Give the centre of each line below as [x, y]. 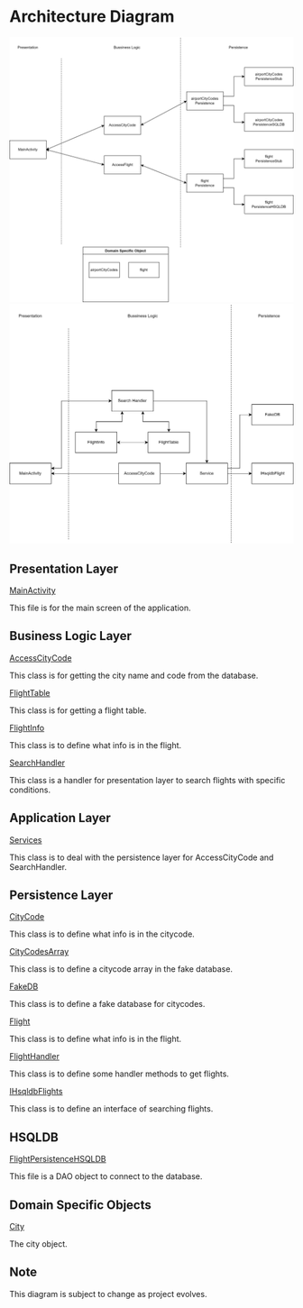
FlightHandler [35, 1056]
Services [26, 839]
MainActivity [32, 590]
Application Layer [60, 818]
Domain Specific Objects [80, 1205]
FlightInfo [27, 727]
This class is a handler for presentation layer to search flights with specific [147, 780]
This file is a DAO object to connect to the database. [106, 1176]
